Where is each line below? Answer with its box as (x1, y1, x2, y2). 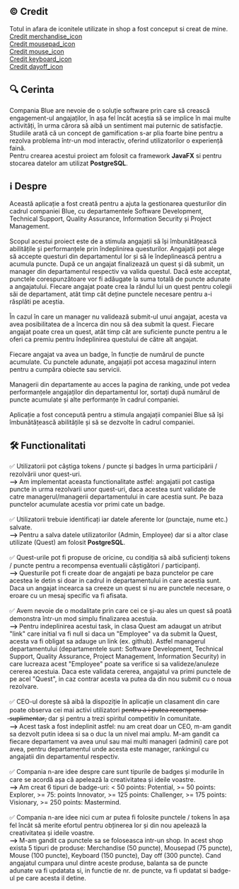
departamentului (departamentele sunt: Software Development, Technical (9, 645, 223, 653)
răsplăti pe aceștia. (9, 297, 65, 306)
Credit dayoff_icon (9, 62, 64, 70)
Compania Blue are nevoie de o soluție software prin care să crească (9, 106, 211, 114)
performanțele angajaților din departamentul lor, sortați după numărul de (9, 388, 221, 397)
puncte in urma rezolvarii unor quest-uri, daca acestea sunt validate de (9, 485, 216, 494)
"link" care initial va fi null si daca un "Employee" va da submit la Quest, (9, 629, 218, 638)
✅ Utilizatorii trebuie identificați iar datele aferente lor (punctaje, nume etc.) (9, 515, 228, 524)
